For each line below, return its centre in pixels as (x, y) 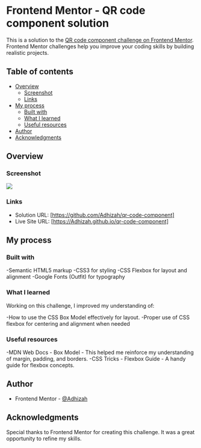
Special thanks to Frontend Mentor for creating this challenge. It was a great (100, 432)
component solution (58, 23)
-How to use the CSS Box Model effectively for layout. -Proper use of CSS (98, 317)
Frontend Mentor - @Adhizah (51, 399)
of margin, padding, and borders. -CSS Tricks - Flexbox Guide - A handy (96, 359)
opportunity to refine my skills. (44, 438)
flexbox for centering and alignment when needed (68, 323)
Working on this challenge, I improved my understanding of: (80, 305)
